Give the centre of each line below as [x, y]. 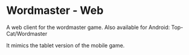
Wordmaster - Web [55, 11]
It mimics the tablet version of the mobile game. [66, 45]
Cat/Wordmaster [27, 33]
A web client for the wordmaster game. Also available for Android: [88, 27]
